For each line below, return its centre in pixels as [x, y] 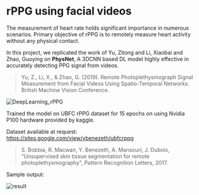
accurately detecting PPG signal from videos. [63, 65]
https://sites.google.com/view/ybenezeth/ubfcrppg [70, 138]
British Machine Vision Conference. [65, 90]
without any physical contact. [43, 41]
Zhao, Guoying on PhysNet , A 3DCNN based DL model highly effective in [98, 59]
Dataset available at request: [42, 131]
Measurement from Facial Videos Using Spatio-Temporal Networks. [105, 84]
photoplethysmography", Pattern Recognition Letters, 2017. [94, 162]
